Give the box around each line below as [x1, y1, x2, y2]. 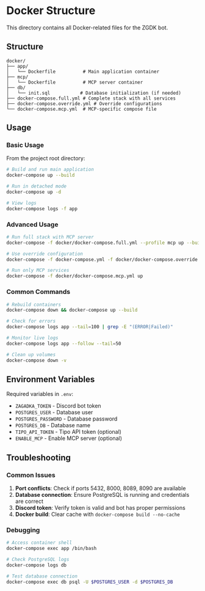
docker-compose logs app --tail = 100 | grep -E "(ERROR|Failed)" [6, 324, 173, 330]
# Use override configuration [6, 251, 84, 257]
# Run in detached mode [6, 183, 67, 189]
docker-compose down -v [6, 357, 67, 364]
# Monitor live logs [6, 335, 59, 341]
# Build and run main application [6, 166, 95, 173]
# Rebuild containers [6, 301, 62, 307]
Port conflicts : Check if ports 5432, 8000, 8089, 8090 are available [15, 485, 186, 492]
